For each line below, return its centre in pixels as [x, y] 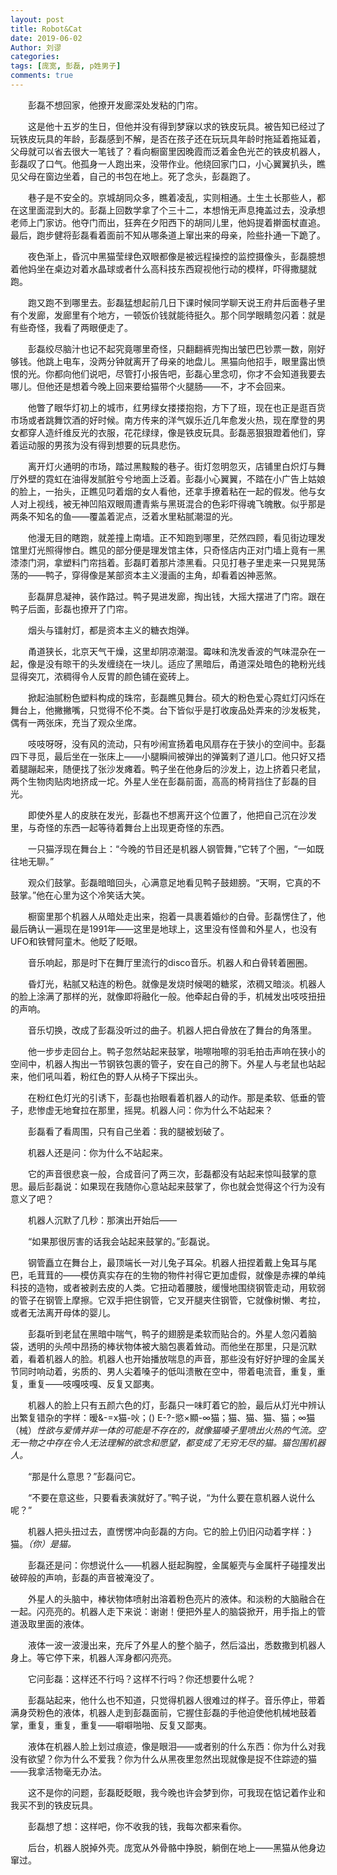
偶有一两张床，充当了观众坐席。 [76, 722]
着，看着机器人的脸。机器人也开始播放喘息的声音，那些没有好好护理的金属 [163, 1358]
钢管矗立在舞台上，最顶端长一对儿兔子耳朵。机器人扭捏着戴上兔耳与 [167, 1262]
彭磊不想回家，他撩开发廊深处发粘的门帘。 [115, 105]
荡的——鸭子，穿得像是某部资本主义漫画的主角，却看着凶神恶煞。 [146, 575]
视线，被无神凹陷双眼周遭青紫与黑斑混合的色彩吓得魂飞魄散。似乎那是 [181, 503]
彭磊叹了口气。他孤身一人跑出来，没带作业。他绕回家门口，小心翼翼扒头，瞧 [168, 163]
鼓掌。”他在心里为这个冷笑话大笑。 [80, 895]
